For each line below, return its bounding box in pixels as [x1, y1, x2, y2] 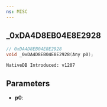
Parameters [6, 78, 50, 89]
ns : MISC [6, 8, 28, 15]
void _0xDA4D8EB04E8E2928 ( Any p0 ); [6, 51, 94, 58]
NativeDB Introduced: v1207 [6, 63, 76, 69]
